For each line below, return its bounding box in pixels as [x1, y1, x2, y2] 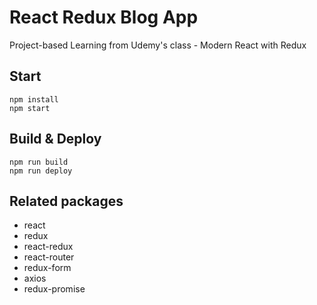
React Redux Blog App [9, 6, 199, 29]
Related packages [9, 192, 124, 210]
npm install [9, 94, 59, 105]
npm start [9, 103, 51, 113]
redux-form [23, 262, 72, 274]
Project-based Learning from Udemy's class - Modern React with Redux [9, 39, 307, 51]
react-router [23, 251, 75, 263]
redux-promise [23, 283, 86, 295]
